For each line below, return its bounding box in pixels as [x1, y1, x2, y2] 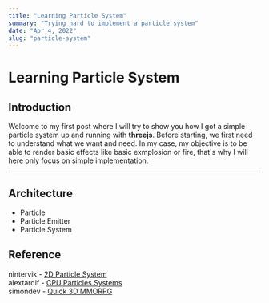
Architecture [8, 186, 74, 200]
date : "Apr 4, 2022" [8, 26, 78, 34]
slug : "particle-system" [8, 34, 91, 42]
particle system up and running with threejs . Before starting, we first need [8, 130, 253, 140]
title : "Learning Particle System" [8, 11, 127, 20]
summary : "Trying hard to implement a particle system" [8, 19, 199, 27]
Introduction [8, 100, 72, 114]
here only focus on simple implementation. [8, 156, 149, 165]
